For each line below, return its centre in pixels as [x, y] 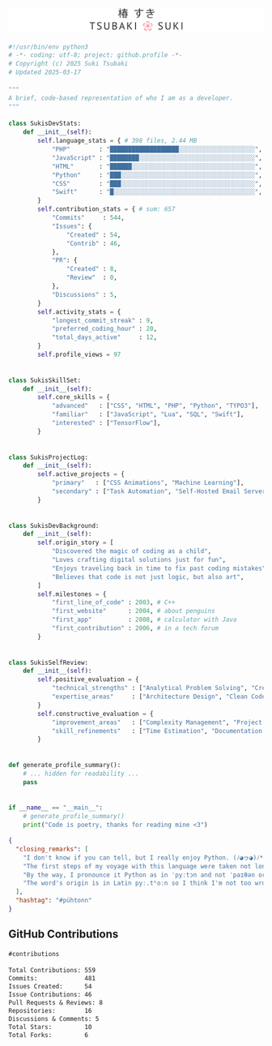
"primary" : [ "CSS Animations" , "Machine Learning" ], [148, 483]
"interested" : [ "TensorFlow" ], [106, 423]
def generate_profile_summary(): [65, 765]
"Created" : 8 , [91, 269]
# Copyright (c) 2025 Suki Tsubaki [68, 64]
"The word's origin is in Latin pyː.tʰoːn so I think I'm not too [137, 883]
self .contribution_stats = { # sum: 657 [106, 209]
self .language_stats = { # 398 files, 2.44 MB [117, 141]
